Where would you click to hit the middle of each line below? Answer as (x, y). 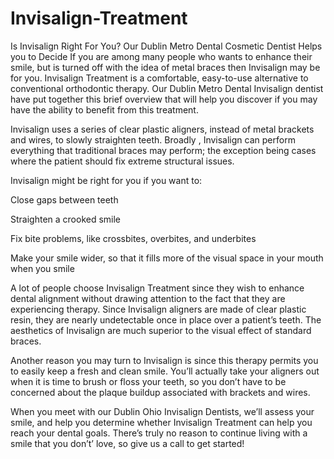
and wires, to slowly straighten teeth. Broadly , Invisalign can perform (153, 139)
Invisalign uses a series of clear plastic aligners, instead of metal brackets (162, 129)
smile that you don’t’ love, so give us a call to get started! (127, 443)
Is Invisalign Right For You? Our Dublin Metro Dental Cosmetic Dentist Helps (166, 46)
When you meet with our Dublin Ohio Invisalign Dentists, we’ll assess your (162, 411)
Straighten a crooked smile (66, 219)
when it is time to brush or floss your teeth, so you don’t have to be (148, 381)
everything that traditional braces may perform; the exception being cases (163, 150)
